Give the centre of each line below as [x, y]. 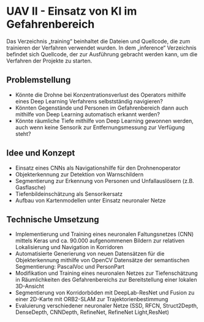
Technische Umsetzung [53, 219]
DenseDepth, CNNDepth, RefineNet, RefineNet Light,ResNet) [92, 312]
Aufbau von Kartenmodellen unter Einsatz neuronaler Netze [91, 200]
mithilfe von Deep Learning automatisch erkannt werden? [88, 114]
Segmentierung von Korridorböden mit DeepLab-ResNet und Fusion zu [105, 293]
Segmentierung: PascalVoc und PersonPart [70, 267]
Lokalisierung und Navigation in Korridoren [69, 247]
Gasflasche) [30, 187]
